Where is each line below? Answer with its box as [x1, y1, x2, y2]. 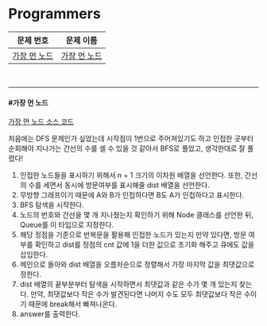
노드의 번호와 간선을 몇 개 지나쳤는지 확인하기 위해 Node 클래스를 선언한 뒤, [19, 210, 254, 220]
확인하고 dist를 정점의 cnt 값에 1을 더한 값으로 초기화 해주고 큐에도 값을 [34, 240, 255, 250]
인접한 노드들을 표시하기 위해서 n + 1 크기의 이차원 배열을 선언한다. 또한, [19, 171, 243, 180]
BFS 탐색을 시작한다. [19, 200, 85, 210]
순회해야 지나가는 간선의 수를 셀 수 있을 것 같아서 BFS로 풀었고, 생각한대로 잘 [8, 144, 246, 153]
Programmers [8, 5, 101, 23]
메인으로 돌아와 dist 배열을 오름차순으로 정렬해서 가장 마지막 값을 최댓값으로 [19, 259, 255, 270]
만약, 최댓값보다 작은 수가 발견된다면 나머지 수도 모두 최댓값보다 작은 [30, 290, 242, 299]
